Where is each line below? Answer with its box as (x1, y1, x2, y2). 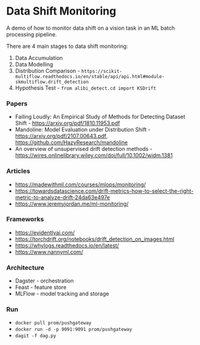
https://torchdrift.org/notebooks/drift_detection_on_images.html (15, 235, 175, 243)
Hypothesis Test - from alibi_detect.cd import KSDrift (15, 84, 156, 92)
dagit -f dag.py (15, 333, 56, 339)
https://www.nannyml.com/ (15, 248, 84, 255)
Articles (6, 167, 30, 175)
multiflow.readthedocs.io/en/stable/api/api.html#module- (15, 73, 165, 79)
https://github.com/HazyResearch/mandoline (15, 139, 128, 146)
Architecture (6, 263, 45, 272)
